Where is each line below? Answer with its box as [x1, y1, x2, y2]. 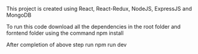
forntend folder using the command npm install [6, 29, 124, 37]
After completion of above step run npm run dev [6, 41, 127, 48]
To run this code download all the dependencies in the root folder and [6, 23, 181, 30]
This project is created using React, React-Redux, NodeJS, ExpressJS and [6, 5, 193, 12]
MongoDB [6, 11, 32, 19]
